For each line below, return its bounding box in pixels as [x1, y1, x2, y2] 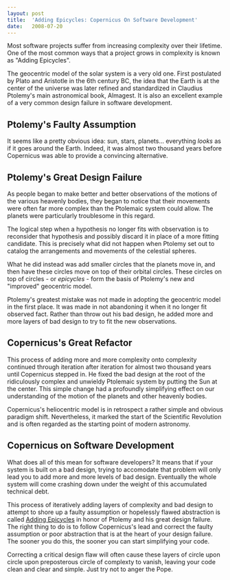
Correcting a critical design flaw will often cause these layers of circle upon [7, 550, 221, 559]
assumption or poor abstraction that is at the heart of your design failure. [7, 530, 213, 538]
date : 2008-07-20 [7, 23, 63, 30]
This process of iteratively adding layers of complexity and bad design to [7, 500, 214, 509]
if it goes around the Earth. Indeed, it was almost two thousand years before [7, 144, 222, 153]
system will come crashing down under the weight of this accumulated [7, 480, 207, 488]
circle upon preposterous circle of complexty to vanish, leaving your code [7, 557, 216, 566]
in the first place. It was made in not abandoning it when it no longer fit [7, 303, 207, 311]
